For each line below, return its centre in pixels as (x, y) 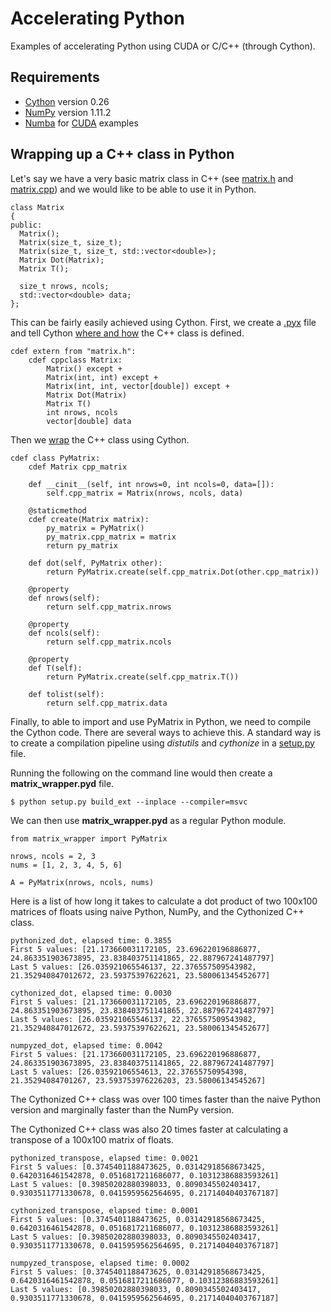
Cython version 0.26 (67, 101)
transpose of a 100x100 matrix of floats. (92, 1139)
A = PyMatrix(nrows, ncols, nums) (82, 882)
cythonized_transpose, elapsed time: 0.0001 (104, 1210)
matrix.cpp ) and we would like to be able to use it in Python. (133, 189)
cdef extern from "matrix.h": (73, 351)
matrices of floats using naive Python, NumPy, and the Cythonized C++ (157, 911)
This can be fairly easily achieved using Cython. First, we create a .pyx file (163, 322)
